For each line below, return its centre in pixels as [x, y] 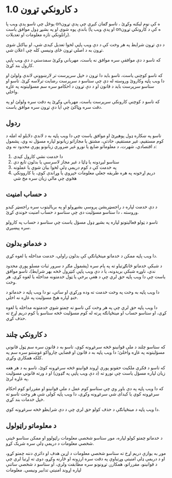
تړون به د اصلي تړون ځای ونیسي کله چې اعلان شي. [55, 50]
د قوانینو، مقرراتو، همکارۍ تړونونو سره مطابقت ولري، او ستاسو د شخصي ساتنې [82, 464]
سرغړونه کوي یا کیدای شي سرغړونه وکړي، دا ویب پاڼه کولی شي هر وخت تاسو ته [83, 394]
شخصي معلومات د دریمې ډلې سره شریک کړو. [50, 443]
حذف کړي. [16, 318]
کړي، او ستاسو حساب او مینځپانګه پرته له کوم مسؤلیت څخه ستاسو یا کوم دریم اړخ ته [86, 313]
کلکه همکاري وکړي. [24, 358]
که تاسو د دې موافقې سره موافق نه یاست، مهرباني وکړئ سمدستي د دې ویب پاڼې [83, 59]
